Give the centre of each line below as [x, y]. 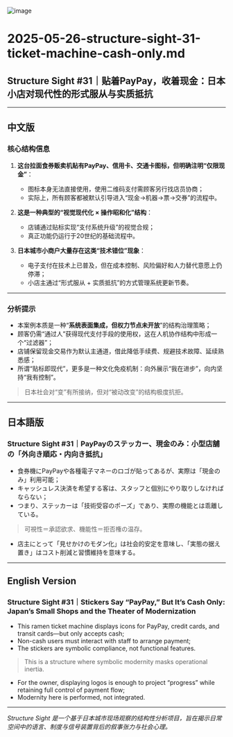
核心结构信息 [29, 149]
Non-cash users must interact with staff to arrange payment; [104, 641]
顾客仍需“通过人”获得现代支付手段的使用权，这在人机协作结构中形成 [114, 334]
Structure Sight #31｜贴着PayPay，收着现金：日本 [116, 81]
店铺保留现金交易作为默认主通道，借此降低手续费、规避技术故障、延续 [118, 351]
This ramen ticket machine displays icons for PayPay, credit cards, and [118, 626]
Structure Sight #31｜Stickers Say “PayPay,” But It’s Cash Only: [116, 602]
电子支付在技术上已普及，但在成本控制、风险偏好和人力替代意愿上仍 [125, 265]
